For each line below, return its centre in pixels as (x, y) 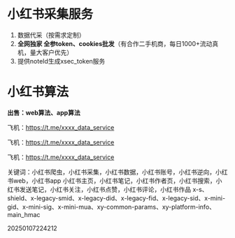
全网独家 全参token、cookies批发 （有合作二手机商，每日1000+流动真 (118, 43)
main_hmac (24, 214)
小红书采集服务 (50, 14)
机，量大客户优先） (45, 52)
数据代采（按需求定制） (51, 35)
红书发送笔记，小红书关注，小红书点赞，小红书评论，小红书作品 (99, 189)
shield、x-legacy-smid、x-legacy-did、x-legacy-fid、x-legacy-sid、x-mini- (116, 198)
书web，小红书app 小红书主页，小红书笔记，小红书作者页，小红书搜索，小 (115, 180)
